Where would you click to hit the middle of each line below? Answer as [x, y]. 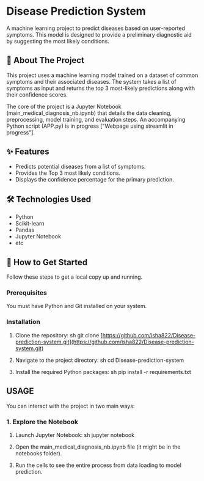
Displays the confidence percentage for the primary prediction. [94, 179]
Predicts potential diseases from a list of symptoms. [80, 166]
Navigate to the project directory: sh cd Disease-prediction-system [100, 360]
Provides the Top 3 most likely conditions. [68, 173]
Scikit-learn [30, 224]
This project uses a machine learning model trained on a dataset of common [102, 75]
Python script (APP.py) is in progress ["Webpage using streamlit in [90, 126]
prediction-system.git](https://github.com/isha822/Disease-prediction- [104, 342]
